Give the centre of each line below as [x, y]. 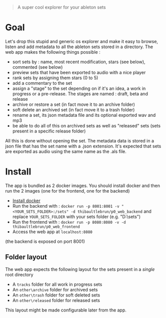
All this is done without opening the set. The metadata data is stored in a [79, 140]
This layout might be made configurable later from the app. [66, 310]
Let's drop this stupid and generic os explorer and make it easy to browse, [82, 41]
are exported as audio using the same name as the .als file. [66, 151]
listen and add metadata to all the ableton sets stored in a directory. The [79, 47]
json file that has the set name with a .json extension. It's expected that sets [83, 146]
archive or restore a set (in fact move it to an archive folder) [73, 104]
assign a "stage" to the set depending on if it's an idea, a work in [79, 88]
